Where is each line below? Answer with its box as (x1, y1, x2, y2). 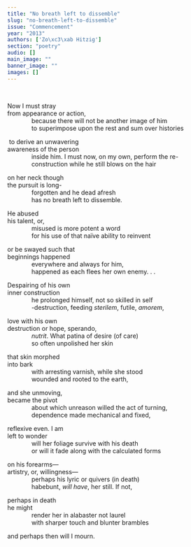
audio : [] (7, 50, 36, 57)
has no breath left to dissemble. (31, 195, 122, 204)
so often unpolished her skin (31, 339, 113, 347)
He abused (7, 209, 39, 218)
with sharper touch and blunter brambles (31, 518, 149, 527)
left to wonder (7, 432, 48, 440)
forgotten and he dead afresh (31, 188, 116, 197)
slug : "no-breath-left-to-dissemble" (7, 17, 118, 24)
